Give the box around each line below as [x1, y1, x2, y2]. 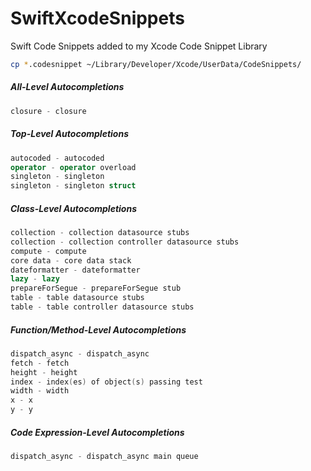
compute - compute [10, 246, 87, 256]
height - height [10, 367, 78, 377]
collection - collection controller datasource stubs [10, 237, 240, 247]
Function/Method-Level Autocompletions [10, 323, 187, 336]
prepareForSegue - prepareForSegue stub [10, 283, 182, 294]
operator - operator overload [10, 162, 137, 172]
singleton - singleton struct [10, 181, 137, 191]
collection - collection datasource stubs [10, 228, 190, 238]
